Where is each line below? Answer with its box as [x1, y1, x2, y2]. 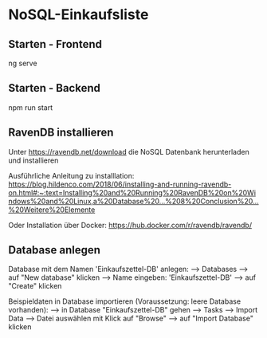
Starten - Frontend [8, 37, 102, 51]
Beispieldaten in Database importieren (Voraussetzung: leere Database [8, 297, 241, 306]
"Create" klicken [8, 281, 62, 291]
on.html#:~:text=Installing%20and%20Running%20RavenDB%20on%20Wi [8, 187, 257, 197]
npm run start [8, 102, 53, 112]
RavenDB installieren [8, 126, 114, 140]
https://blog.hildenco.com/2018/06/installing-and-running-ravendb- [8, 179, 232, 189]
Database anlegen [8, 243, 101, 257]
